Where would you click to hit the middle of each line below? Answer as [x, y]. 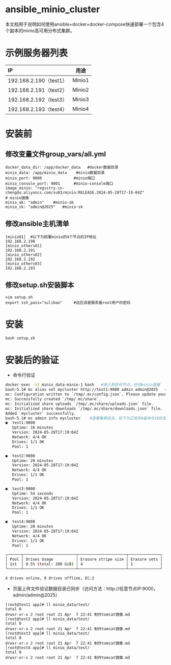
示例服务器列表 [37, 53]
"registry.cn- [50, 188]
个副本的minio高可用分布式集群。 [40, 30]
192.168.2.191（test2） [38, 90]
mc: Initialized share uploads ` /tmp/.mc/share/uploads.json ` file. [79, 404]
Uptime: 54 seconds [33, 493]
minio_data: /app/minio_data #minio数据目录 [55, 173]
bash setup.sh [20, 338]
